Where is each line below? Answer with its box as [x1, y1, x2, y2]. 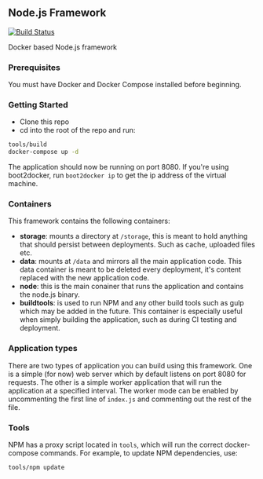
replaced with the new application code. [19, 273, 150, 283]
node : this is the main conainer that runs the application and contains [19, 282, 244, 291]
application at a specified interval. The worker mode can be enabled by [8, 386, 239, 395]
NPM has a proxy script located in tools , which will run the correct [8, 440, 224, 450]
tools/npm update [8, 463, 65, 472]
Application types [8, 343, 78, 354]
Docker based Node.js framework [8, 42, 118, 52]
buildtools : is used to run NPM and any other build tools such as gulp [19, 298, 245, 308]
